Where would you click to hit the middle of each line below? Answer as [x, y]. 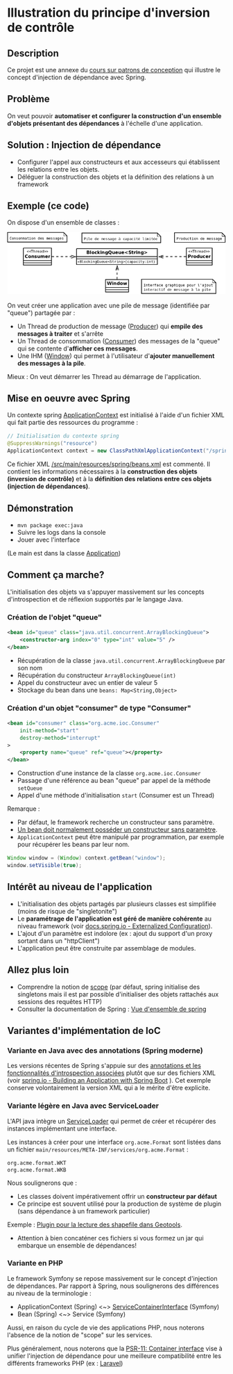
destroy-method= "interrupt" [60, 738]
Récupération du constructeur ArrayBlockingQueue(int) [97, 675]
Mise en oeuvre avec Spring [69, 399]
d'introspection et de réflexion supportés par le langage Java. [95, 599]
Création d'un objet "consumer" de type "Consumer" [100, 708]
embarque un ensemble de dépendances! [77, 1245]
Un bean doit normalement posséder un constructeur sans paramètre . [117, 830]
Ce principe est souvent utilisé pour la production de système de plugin [119, 1204]
